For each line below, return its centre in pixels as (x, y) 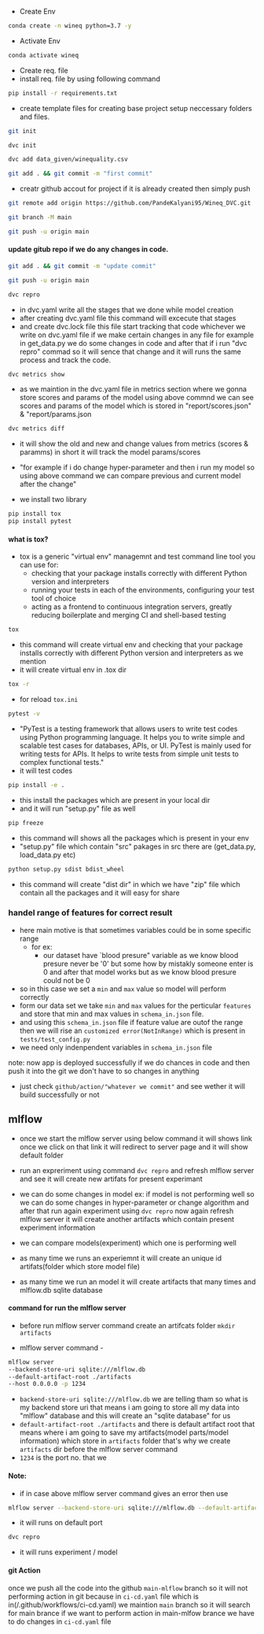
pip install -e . (37, 785)
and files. (34, 117)
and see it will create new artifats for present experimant (111, 1179)
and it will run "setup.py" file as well (77, 808)
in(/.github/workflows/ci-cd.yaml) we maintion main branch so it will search (129, 1604)
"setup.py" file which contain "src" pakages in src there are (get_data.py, (137, 846)
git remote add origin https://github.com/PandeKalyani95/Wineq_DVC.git (130, 203)
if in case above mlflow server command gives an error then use (124, 1493)
